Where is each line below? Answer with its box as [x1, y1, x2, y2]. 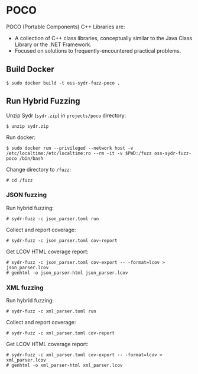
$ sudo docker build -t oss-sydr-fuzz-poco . [6, 80, 120, 86]
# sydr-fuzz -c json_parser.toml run [6, 215, 99, 222]
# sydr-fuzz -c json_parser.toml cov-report [6, 237, 118, 243]
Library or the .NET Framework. [14, 41, 92, 48]
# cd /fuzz [6, 177, 33, 183]
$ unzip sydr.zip [6, 123, 49, 129]
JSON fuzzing [6, 191, 47, 199]
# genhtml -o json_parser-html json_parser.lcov [6, 270, 128, 276]
